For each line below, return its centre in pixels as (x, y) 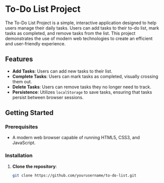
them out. (22, 81)
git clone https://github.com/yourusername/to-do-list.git (74, 175)
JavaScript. (24, 143)
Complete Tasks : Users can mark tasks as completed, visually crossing (85, 76)
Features (19, 59)
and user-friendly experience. (35, 43)
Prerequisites (21, 127)
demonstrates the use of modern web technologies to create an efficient (79, 38)
